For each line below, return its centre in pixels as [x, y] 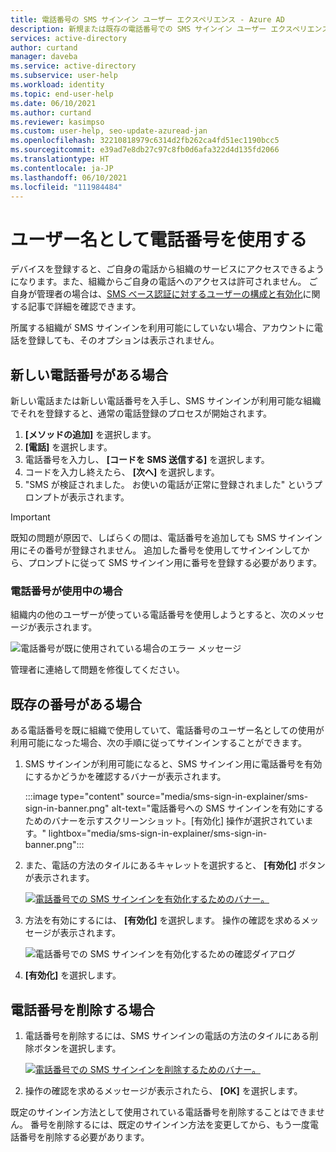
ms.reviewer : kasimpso [57, 122]
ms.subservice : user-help [64, 76]
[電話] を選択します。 [68, 447]
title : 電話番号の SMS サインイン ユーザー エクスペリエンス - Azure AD [147, 19]
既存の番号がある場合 [76, 704]
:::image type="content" [74, 797]
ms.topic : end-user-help [62, 94]
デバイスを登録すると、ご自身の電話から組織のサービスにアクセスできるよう [167, 269]
